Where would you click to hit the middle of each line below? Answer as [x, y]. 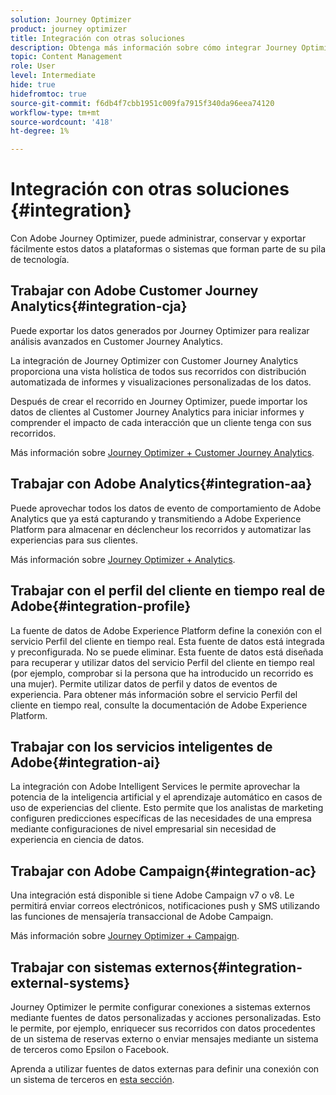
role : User [33, 66]
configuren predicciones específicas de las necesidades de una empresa [161, 818]
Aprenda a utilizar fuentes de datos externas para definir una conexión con [165, 1068]
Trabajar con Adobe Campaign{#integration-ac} [163, 871]
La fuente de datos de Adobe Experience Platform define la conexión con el [166, 630]
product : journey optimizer [69, 29]
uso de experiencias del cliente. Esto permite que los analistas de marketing [167, 808]
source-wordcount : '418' [62, 122]
